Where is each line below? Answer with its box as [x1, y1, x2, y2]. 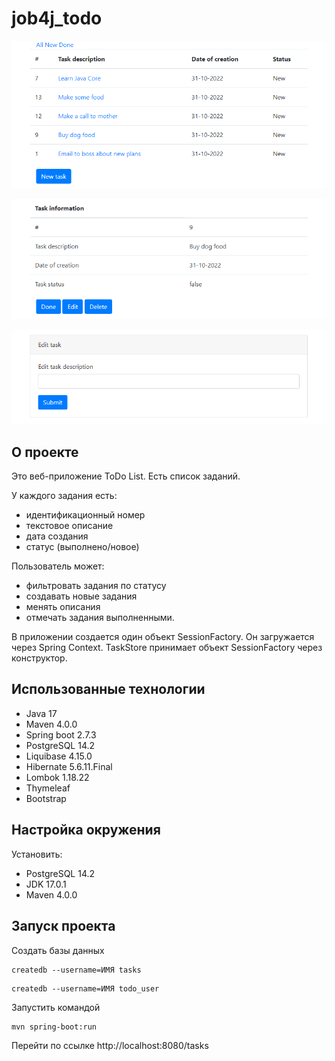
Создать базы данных [11, 944, 105, 956]
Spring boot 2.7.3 [25, 728, 97, 741]
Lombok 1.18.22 [25, 771, 90, 783]
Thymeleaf [25, 782, 71, 794]
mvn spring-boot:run [11, 1022, 98, 1032]
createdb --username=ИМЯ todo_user [11, 983, 160, 994]
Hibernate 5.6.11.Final [25, 760, 113, 772]
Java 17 [25, 707, 58, 719]
